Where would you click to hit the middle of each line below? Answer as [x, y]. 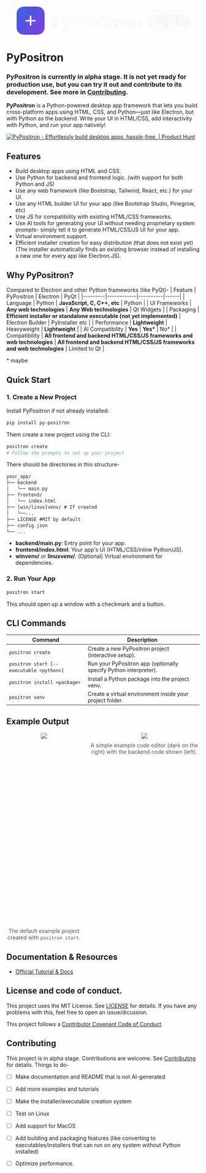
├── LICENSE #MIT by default [44, 520]
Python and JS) [35, 184]
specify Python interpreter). [123, 670]
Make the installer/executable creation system [73, 1101]
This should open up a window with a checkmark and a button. [86, 604]
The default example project [44, 931]
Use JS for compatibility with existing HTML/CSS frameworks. [94, 217]
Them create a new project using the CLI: [59, 434]
